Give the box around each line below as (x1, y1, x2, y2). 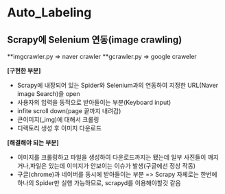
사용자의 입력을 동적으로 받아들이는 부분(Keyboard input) (16, 98, 171, 106)
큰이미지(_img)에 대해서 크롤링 (16, 115, 99, 123)
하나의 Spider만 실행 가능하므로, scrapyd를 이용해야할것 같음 (16, 179, 181, 186)
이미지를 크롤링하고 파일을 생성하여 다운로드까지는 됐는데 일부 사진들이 (16, 153, 206, 161)
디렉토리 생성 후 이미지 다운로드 (16, 124, 102, 132)
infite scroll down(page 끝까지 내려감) (16, 107, 121, 114)
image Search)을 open (16, 90, 80, 97)
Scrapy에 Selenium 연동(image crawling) (7, 34, 182, 45)
